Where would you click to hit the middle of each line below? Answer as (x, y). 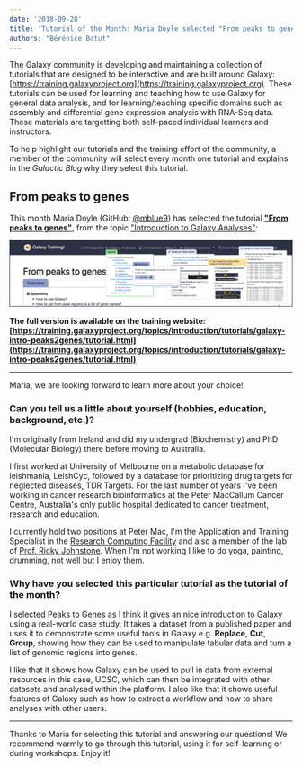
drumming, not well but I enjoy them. (77, 560)
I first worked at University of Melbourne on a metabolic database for (137, 466)
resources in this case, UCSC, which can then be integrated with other (140, 680)
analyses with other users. (58, 708)
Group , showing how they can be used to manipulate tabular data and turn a (151, 643)
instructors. (31, 131)
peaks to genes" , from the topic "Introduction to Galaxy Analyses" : (134, 228)
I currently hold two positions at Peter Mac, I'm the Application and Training (149, 532)
